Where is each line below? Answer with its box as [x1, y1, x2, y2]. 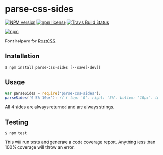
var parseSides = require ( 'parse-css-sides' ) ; [5, 91, 101, 96]
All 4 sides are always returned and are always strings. [5, 104, 114, 110]
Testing [5, 118, 29, 126]
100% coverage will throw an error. [5, 144, 75, 150]
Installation [5, 52, 40, 60]
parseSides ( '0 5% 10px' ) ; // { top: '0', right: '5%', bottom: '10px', [5, 95, 153, 100]
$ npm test [5, 131, 27, 136]
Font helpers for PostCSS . [5, 38, 57, 44]
